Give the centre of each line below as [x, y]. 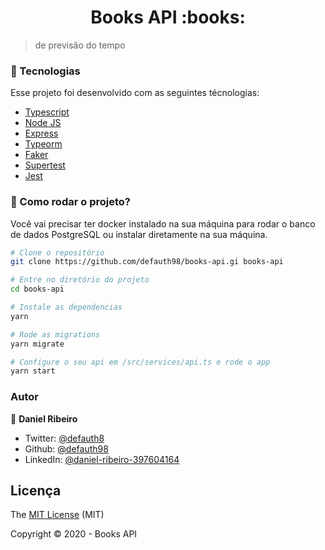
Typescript [47, 112]
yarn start [33, 371]
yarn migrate [37, 344]
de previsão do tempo [80, 45]
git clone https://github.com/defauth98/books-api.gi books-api [147, 262]
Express [41, 133]
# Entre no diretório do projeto [80, 280]
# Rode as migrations [55, 334]
